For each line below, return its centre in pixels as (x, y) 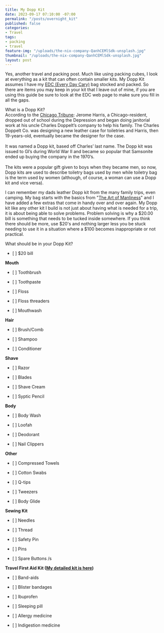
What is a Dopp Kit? (25, 110)
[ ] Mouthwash (27, 311)
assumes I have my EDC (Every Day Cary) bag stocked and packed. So (77, 85)
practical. (15, 234)
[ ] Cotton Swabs (29, 473)
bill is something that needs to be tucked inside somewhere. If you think (78, 219)
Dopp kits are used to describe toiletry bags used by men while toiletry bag (81, 172)
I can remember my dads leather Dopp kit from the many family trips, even (80, 192)
